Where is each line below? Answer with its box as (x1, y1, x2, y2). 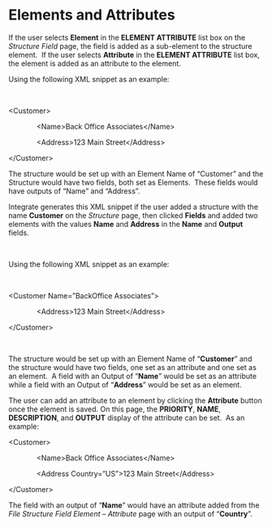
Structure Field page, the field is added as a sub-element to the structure (8, 41, 253, 50)
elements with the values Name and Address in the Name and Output (8, 219, 244, 229)
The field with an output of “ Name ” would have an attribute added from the (8, 500, 260, 510)
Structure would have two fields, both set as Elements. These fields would (8, 177, 258, 187)
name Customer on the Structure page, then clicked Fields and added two (8, 210, 258, 220)
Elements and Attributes (8, 6, 176, 24)
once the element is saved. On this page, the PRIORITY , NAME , (8, 404, 221, 414)
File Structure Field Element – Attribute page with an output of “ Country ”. (8, 508, 253, 518)
